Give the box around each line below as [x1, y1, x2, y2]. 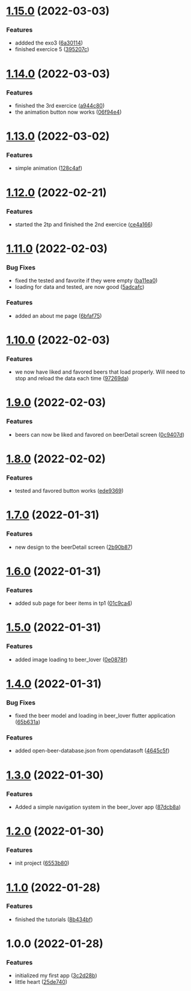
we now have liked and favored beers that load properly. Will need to [14, 368, 186, 375]
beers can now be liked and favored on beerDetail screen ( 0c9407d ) [14, 431, 185, 438]
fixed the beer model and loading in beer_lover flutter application [14, 712, 176, 720]
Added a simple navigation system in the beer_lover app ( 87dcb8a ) [14, 803, 181, 810]
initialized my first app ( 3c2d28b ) [14, 972, 97, 979]
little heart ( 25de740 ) [14, 978, 68, 986]
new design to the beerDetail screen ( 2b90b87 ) [14, 543, 133, 551]
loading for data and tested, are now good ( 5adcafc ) [14, 283, 145, 291]
